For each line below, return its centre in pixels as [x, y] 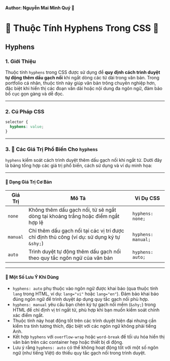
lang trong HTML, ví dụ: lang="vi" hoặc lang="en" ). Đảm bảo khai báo [86, 294]
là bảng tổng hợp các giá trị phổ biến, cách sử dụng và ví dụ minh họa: [79, 166]
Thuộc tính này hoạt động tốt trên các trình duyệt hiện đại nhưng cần [84, 321]
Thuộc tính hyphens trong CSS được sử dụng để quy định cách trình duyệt [83, 72]
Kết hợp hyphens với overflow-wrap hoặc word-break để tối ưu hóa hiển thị [89, 337]
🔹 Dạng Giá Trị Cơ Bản [29, 182]
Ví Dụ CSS [147, 198]
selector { [17, 122]
